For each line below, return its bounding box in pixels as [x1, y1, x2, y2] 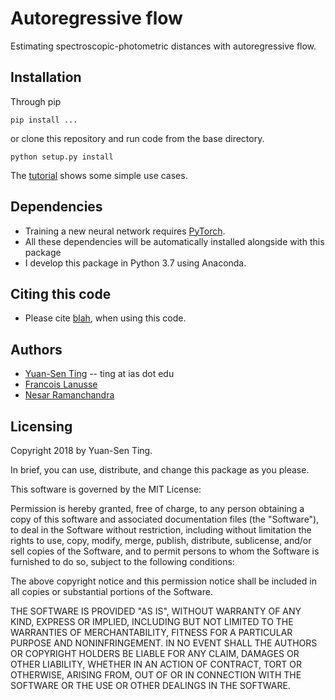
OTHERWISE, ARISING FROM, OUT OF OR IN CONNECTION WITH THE [10, 669, 302, 681]
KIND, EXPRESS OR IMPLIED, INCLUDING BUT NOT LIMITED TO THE [10, 616, 294, 627]
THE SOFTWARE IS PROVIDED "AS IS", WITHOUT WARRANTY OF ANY [10, 605, 302, 617]
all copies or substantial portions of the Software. [10, 586, 213, 597]
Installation [10, 69, 82, 86]
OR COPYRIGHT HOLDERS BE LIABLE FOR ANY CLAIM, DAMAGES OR [10, 648, 300, 659]
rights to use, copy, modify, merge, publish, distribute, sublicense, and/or [10, 535, 312, 546]
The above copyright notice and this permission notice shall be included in [10, 575, 317, 587]
